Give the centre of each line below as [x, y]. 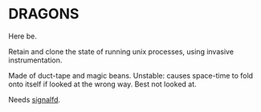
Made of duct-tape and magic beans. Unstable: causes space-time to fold [131, 75]
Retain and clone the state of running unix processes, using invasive [121, 51]
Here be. [23, 36]
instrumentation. [35, 60]
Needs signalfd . [35, 99]
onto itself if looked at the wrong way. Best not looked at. [102, 84]
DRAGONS [44, 14]
